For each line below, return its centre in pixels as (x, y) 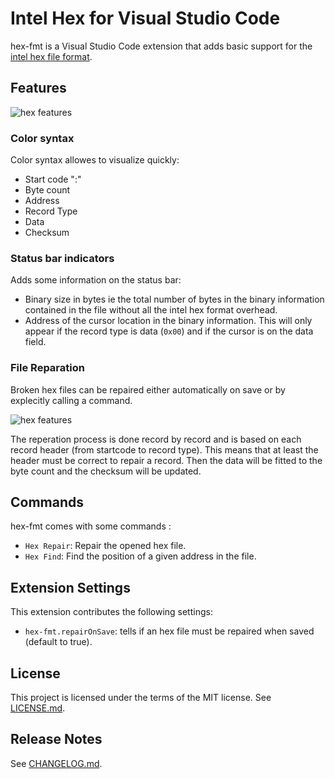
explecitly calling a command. (71, 400)
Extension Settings (70, 587)
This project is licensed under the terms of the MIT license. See (141, 698)
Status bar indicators (62, 258)
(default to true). (58, 642)
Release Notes (56, 739)
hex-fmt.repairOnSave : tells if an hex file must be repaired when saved (169, 631)
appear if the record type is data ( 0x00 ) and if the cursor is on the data (169, 331)
